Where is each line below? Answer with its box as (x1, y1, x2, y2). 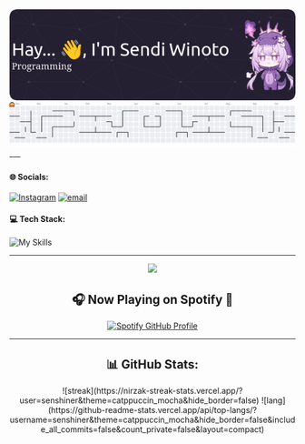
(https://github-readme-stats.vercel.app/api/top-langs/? (47, 405, 257, 416)
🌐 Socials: (9, 171, 49, 182)
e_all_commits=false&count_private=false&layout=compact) (40, 424, 265, 435)
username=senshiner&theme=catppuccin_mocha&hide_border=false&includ (9, 414, 296, 426)
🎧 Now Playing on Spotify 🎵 (71, 291, 234, 308)
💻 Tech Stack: (9, 213, 66, 224)
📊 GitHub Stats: (105, 357, 200, 372)
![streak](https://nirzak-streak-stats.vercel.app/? (62, 386, 243, 397)
